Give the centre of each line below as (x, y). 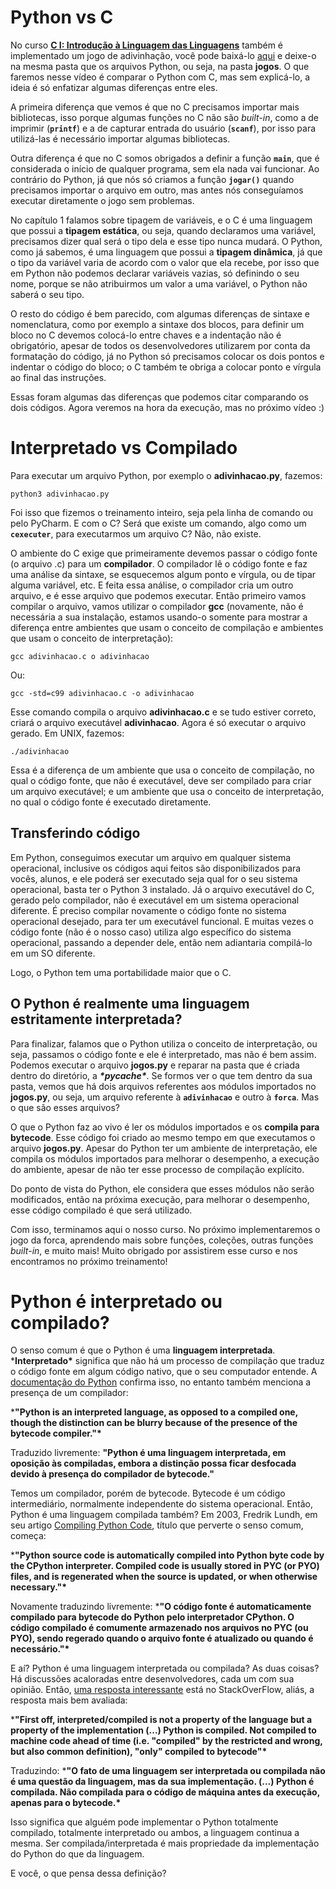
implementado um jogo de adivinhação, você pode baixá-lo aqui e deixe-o (163, 55)
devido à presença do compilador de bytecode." (112, 1474)
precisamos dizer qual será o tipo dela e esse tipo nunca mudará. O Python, (166, 241)
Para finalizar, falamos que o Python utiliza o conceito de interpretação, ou (164, 1043)
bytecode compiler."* (56, 1433)
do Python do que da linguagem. (77, 1854)
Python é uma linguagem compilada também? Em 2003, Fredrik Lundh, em (164, 1515)
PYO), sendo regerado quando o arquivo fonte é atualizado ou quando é (162, 1638)
